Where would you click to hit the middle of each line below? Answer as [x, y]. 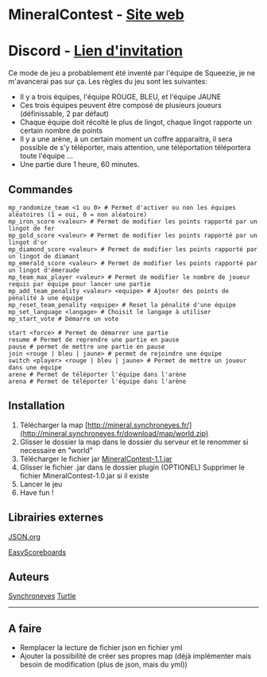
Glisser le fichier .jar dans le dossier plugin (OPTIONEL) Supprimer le [132, 467]
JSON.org [25, 536]
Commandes [41, 190]
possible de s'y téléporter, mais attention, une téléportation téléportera [135, 148]
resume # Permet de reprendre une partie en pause [94, 339]
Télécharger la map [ [54, 425]
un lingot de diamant [44, 256]
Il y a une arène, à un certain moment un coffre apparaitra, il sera [126, 139]
